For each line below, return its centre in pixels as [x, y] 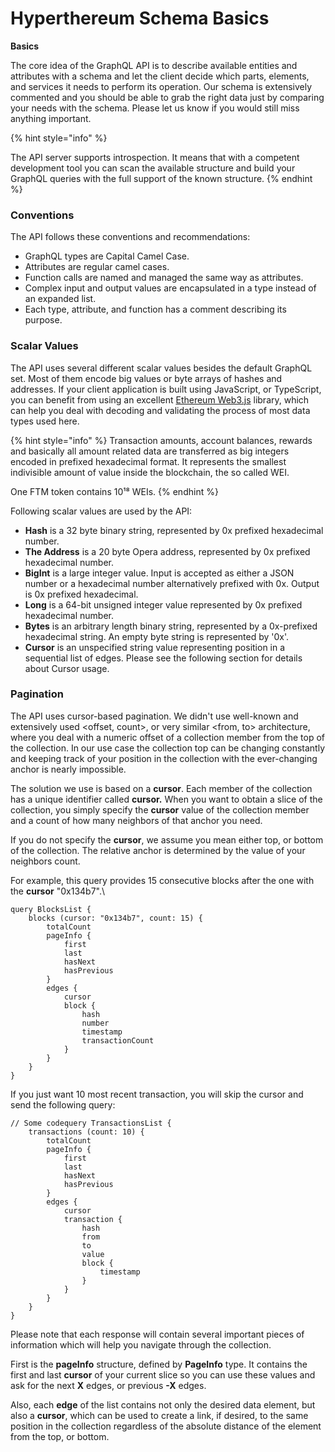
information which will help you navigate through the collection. [141, 1344]
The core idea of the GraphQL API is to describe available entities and [154, 65]
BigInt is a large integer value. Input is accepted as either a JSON [159, 573]
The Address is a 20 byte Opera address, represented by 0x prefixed [167, 551]
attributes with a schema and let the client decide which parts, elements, [160, 76]
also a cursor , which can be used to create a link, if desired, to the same [159, 1415]
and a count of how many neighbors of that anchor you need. [136, 820]
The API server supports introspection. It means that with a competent [155, 157]
